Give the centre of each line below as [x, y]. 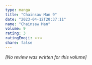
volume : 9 [16, 29]
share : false [19, 43]
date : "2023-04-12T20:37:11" [36, 19]
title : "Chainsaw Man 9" [31, 15]
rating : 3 [16, 33]
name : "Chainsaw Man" [28, 24]
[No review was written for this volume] [46, 57]
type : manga [18, 10]
